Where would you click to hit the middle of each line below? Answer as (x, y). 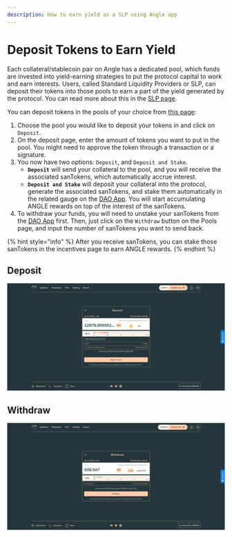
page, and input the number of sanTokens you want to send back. (110, 228)
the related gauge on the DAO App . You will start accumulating (116, 199)
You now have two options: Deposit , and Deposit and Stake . (103, 162)
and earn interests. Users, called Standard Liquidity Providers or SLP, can (112, 84)
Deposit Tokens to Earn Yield (91, 49)
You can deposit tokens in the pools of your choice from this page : (102, 111)
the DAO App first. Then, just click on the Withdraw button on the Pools (117, 221)
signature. (31, 154)
